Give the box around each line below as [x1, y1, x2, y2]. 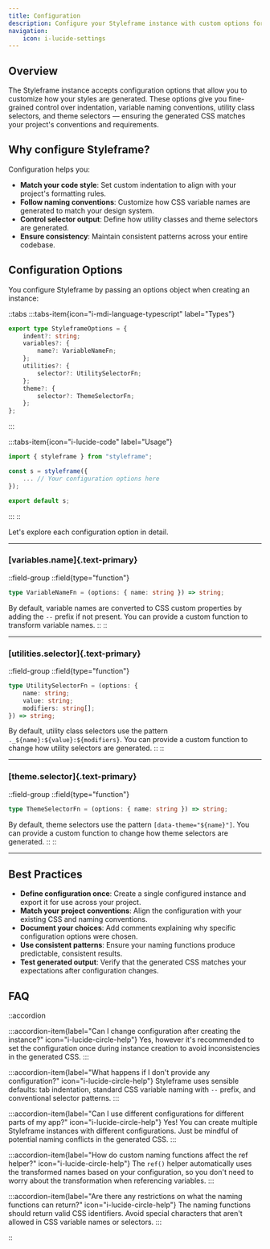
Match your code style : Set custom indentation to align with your [19, 180, 237, 189]
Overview [8, 64, 59, 77]
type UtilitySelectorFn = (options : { [8, 682, 138, 690]
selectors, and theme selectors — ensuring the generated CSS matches [8, 111, 246, 121]
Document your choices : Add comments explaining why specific [19, 923, 236, 933]
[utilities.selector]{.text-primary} [8, 648, 141, 659]
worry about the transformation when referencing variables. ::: [8, 1176, 215, 1185]
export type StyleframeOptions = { [8, 324, 128, 333]
